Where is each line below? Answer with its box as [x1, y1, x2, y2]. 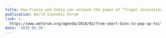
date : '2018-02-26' [5, 26, 45, 31]
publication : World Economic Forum [5, 12, 79, 17]
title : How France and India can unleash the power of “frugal [5, 7, 138, 12]
